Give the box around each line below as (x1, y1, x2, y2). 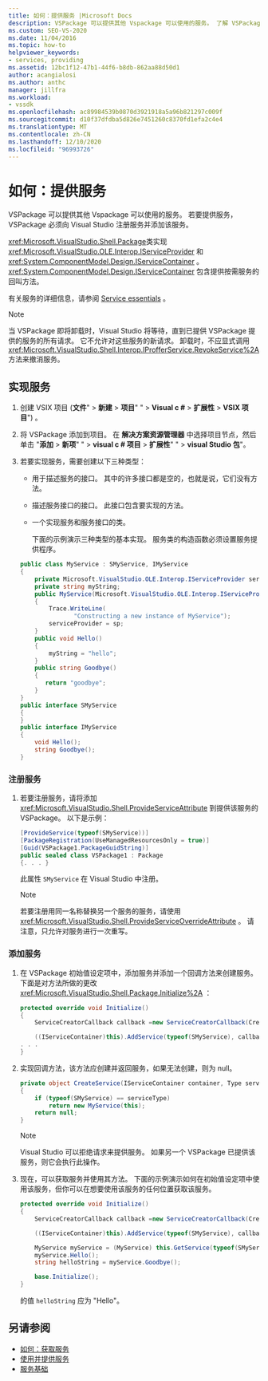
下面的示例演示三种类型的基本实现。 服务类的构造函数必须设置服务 (31, 535, 251, 544)
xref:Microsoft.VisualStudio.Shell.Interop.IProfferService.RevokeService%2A (8, 345, 260, 355)
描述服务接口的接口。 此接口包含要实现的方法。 (31, 500, 188, 511)
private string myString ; (34, 582, 121, 590)
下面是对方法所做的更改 (19, 978, 97, 988)
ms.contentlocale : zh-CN (8, 130, 91, 138)
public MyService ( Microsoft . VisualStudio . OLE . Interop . (34, 590, 221, 598)
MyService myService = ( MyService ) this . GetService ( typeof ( (34, 1244, 238, 1252)
